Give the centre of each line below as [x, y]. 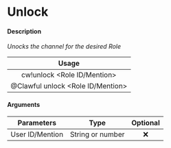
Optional [146, 123]
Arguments [24, 104]
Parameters [37, 123]
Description [24, 31]
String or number [97, 134]
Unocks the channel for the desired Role [64, 47]
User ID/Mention [37, 134]
